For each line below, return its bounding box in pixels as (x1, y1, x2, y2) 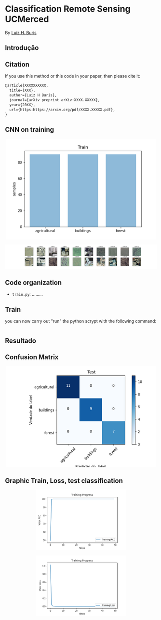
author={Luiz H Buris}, (9, 93, 57, 98)
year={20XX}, (9, 103, 36, 108)
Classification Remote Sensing (5, 3, 131, 15)
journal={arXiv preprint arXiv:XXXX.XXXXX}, (9, 98, 100, 103)
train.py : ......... (12, 291, 43, 297)
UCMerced (5, 14, 49, 25)
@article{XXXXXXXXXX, (5, 83, 49, 88)
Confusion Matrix (5, 353, 59, 361)
